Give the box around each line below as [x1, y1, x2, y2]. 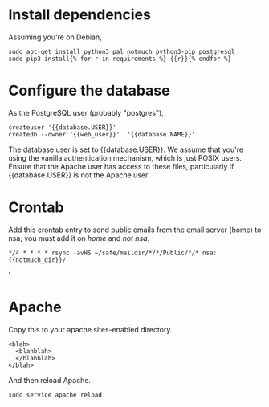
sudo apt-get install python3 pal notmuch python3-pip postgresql [8, 47, 235, 55]
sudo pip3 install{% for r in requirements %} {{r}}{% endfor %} [8, 55, 231, 63]
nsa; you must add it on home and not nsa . [8, 233, 150, 242]
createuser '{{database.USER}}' [8, 123, 116, 132]
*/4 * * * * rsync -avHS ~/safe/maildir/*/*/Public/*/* [8, 249, 199, 257]
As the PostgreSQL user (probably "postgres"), [8, 108, 165, 117]
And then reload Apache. [8, 375, 91, 385]
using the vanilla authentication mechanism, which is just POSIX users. [8, 153, 243, 162]
